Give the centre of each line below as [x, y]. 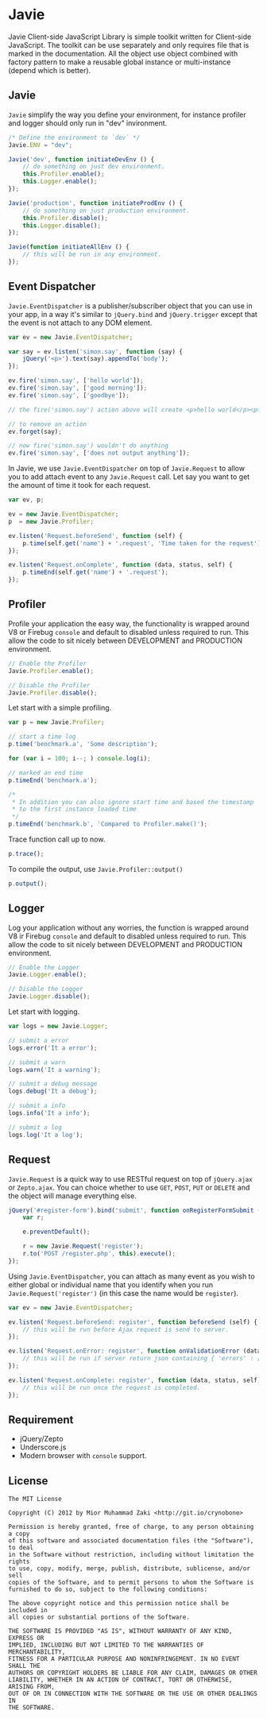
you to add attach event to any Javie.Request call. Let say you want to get [129, 477]
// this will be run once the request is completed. [112, 1387]
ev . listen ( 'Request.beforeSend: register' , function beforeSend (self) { [133, 1322]
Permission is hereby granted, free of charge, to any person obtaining [131, 1527]
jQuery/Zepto [41, 1439]
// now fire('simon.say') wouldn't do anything [89, 446]
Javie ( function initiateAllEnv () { [69, 247]
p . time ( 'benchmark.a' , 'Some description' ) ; [83, 745]
